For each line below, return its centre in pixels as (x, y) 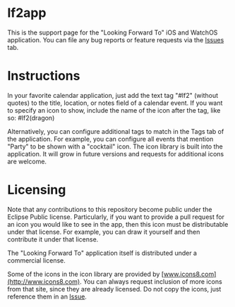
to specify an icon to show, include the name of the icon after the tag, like (114, 110)
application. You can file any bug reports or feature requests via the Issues (116, 39)
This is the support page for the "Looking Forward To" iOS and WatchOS (113, 32)
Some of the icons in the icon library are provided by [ (86, 274)
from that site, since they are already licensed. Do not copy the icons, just (114, 289)
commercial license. (36, 260)
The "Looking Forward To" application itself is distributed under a (102, 253)
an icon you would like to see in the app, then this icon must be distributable (118, 224)
